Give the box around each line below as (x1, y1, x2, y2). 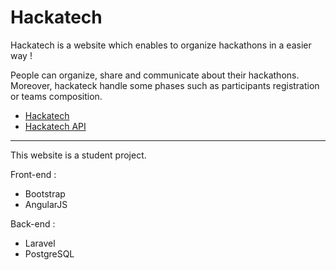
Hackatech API (24, 120, 87, 132)
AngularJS (24, 198, 68, 210)
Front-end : (10, 168, 57, 180)
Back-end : (10, 217, 56, 230)
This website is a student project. (10, 149, 147, 161)
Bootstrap (24, 187, 66, 200)
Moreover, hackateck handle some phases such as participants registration (10, 79, 320, 91)
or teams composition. (10, 90, 103, 102)
